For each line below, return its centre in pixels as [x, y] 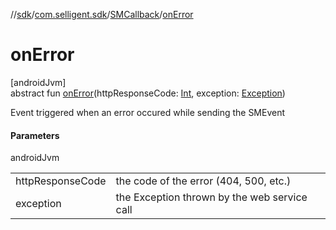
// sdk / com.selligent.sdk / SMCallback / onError [102, 14]
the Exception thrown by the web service [211, 197]
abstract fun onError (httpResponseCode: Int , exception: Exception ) [148, 93]
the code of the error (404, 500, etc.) [203, 181]
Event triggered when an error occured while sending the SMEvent [148, 112]
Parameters [35, 135]
